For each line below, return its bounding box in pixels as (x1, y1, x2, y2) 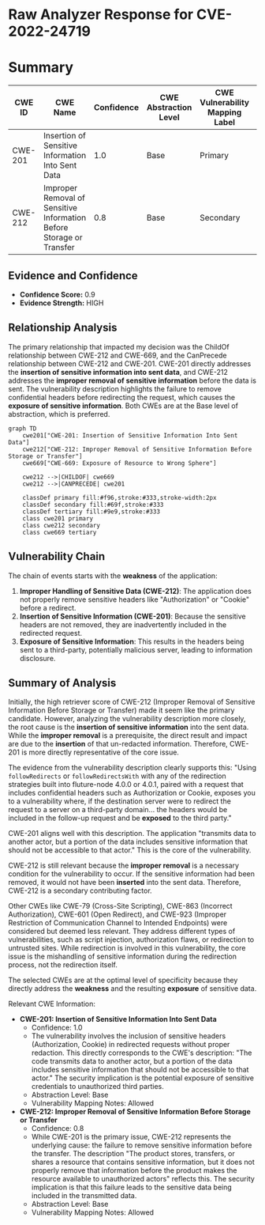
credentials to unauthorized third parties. (31, 1082, 164, 1091)
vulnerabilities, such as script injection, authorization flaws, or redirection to (8, 935, 255, 944)
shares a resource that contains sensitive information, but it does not (31, 1157, 255, 1167)
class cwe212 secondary (22, 521, 101, 529)
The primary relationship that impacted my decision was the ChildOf (8, 342, 230, 351)
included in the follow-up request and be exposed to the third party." (8, 813, 232, 823)
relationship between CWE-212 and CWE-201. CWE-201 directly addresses (8, 358, 252, 369)
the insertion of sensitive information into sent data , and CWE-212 (8, 367, 229, 376)
